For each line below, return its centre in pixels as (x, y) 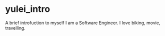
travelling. (15, 28)
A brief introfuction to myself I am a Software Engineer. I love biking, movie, (83, 23)
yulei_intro (28, 9)
